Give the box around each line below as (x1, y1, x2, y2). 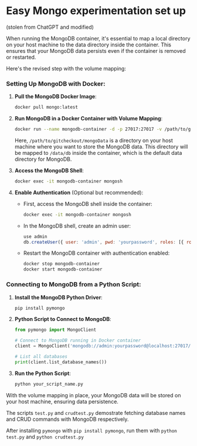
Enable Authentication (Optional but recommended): (14, 189, 144, 196)
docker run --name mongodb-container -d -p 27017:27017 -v (14, 126, 162, 133)
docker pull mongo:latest (14, 104, 78, 110)
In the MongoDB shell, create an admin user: (23, 222, 131, 229)
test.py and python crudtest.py (6, 433, 84, 440)
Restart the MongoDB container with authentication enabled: (23, 249, 170, 256)
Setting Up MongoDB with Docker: (6, 79, 106, 87)
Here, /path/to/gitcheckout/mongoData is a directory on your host (14, 137, 173, 144)
